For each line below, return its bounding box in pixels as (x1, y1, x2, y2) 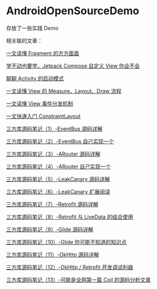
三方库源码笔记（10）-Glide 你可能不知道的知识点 (6, 238, 127, 245)
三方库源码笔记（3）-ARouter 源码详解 (6, 150, 101, 158)
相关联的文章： (6, 37, 43, 44)
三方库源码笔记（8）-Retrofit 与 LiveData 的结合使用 (6, 213, 133, 220)
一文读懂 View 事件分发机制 (6, 99, 73, 107)
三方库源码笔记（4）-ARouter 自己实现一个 (6, 163, 111, 170)
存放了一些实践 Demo (6, 24, 59, 31)
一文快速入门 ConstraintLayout (6, 113, 81, 120)
